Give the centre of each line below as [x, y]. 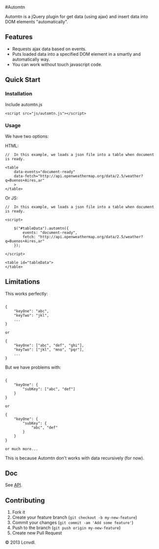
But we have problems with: [33, 367]
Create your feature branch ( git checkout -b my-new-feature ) [75, 517]
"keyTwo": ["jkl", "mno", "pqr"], [49, 350]
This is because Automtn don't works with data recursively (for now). [75, 458]
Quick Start [23, 80]
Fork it [19, 512]
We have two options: [27, 136]
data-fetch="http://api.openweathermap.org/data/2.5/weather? [79, 176]
